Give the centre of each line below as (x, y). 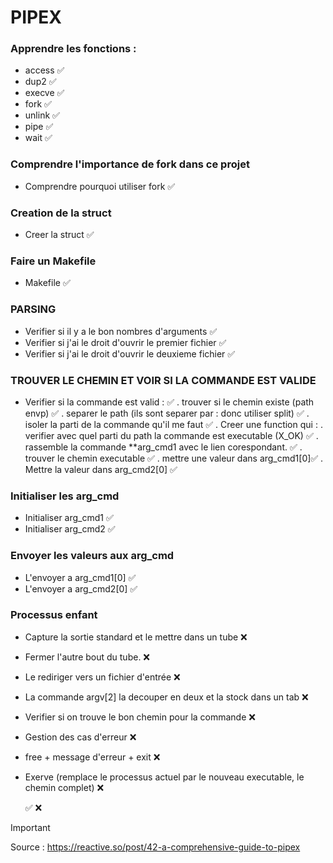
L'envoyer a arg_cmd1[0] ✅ (80, 577)
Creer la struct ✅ (59, 235)
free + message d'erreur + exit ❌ (92, 757)
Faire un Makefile (53, 261)
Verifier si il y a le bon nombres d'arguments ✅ (121, 331)
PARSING (33, 309)
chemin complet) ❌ (64, 787)
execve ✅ (44, 93)
